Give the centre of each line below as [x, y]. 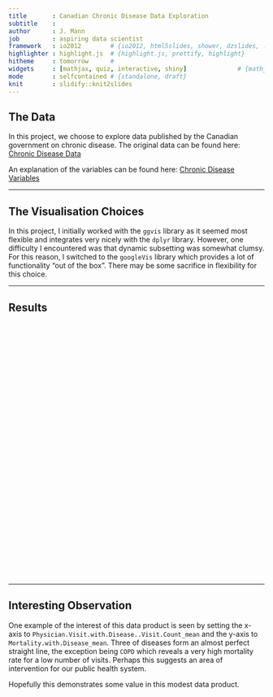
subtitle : [32, 24]
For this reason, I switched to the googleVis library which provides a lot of [131, 257]
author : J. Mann [47, 31]
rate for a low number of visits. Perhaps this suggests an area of [116, 660]
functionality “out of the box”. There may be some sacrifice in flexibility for [133, 266]
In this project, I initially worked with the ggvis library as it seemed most [128, 231]
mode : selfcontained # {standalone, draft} [97, 76]
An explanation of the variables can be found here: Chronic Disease [121, 170]
